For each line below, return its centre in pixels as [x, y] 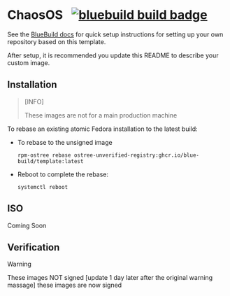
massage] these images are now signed [65, 285]
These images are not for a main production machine [101, 115]
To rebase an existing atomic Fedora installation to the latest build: [102, 129]
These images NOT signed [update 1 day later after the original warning [110, 278]
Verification [34, 247]
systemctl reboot [43, 187]
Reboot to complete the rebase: [63, 174]
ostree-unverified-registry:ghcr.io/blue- [137, 155]
